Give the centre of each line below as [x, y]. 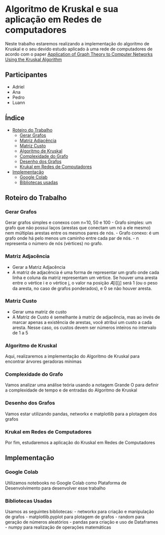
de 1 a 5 [20, 333]
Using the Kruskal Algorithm [34, 59]
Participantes [26, 75]
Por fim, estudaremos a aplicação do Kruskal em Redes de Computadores [80, 443]
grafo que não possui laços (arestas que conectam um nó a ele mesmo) [78, 228]
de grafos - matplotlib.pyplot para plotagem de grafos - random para [75, 517]
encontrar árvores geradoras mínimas [44, 361]
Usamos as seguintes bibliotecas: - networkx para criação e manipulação [80, 512]
